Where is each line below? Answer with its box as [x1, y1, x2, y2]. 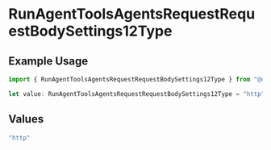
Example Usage [8, 54, 89, 68]
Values [8, 112, 44, 126]
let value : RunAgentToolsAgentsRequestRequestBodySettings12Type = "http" [8, 90, 265, 98]
